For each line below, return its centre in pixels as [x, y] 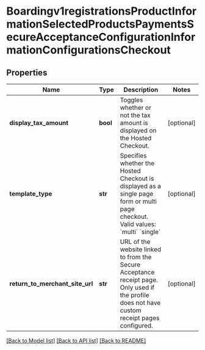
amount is [134, 123]
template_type [31, 194]
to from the [136, 257]
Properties [27, 72]
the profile [135, 295]
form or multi [138, 201]
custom [131, 310]
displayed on [138, 130]
